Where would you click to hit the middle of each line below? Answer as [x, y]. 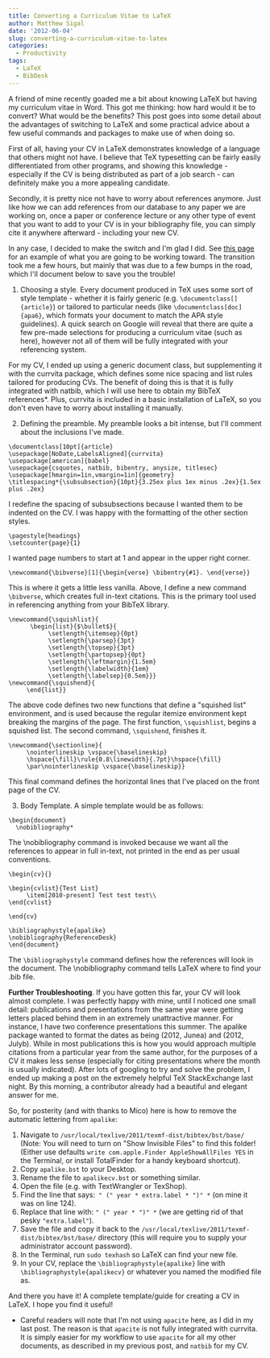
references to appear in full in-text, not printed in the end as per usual [124, 851]
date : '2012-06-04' [41, 31]
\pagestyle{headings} [45, 536]
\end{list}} [46, 689]
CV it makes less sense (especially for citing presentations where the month [134, 1061]
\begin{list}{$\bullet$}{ [73, 626]
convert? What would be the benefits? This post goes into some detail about [135, 116]
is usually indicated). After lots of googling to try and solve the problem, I [129, 1069]
